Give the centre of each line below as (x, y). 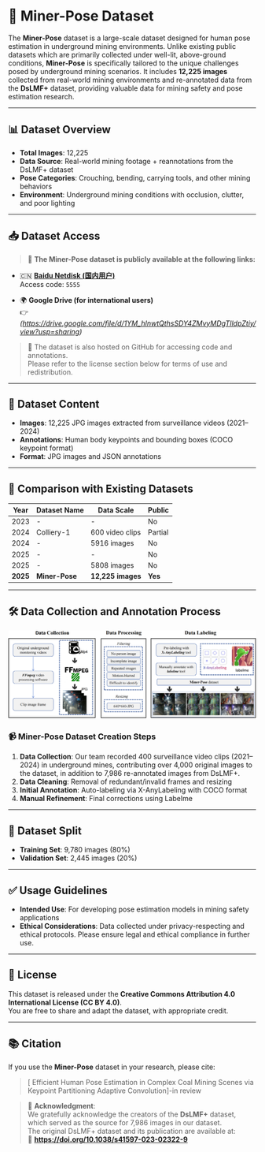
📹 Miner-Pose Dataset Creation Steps (82, 736)
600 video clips (116, 532)
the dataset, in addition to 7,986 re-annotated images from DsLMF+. (130, 774)
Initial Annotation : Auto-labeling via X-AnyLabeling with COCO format (133, 790)
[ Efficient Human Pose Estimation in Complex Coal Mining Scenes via (140, 1082)
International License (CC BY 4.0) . (65, 1002)
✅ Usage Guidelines (58, 890)
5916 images (112, 543)
